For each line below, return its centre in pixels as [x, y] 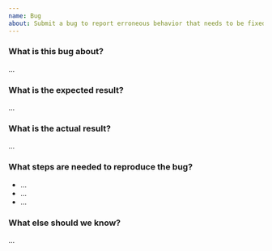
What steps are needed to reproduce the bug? [100, 167]
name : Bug [25, 16]
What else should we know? [65, 223]
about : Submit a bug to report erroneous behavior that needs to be [126, 23]
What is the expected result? [66, 90]
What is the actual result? [60, 128]
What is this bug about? [56, 52]
